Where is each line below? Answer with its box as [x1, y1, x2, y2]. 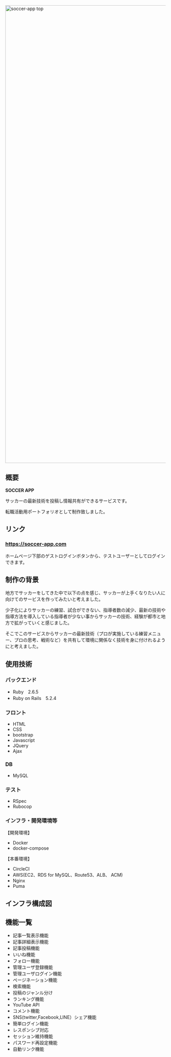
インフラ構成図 [5, 899, 52, 908]
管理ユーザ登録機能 [12, 964, 53, 970]
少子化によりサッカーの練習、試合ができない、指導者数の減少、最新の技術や [5, 607, 166, 613]
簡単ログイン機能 [12, 1021, 49, 1027]
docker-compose [12, 845, 49, 851]
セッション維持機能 [12, 1034, 53, 1040]
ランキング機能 [12, 996, 44, 1002]
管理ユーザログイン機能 [12, 970, 62, 977]
